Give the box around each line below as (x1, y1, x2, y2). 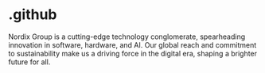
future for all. (8, 57, 51, 67)
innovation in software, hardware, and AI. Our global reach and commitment (8, 40, 257, 49)
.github (8, 6, 57, 24)
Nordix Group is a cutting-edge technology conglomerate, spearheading (8, 32, 246, 41)
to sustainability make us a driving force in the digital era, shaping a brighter (8, 48, 257, 58)
